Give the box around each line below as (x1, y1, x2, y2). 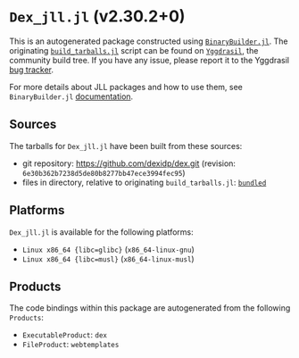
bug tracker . (9, 64, 54, 75)
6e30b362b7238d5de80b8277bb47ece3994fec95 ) (21, 167, 186, 178)
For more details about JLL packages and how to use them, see (9, 81, 244, 92)
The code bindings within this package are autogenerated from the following (9, 303, 291, 313)
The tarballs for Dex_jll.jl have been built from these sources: (9, 140, 243, 151)
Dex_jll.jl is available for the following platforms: (9, 226, 194, 237)
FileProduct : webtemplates (21, 339, 120, 350)
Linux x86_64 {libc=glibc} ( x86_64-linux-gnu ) (21, 244, 195, 254)
